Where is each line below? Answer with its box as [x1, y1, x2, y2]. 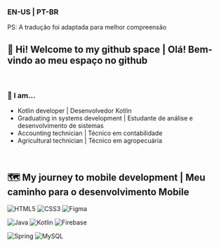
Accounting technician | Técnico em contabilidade [17, 129, 163, 137]
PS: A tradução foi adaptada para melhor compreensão [7, 23, 167, 32]
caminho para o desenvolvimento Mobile [7, 186, 190, 198]
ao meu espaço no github [34, 54, 148, 66]
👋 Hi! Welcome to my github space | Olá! [7, 43, 187, 56]
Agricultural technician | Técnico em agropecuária [17, 137, 163, 145]
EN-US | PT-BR [7, 7, 59, 17]
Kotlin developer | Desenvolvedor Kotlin [17, 106, 132, 115]
